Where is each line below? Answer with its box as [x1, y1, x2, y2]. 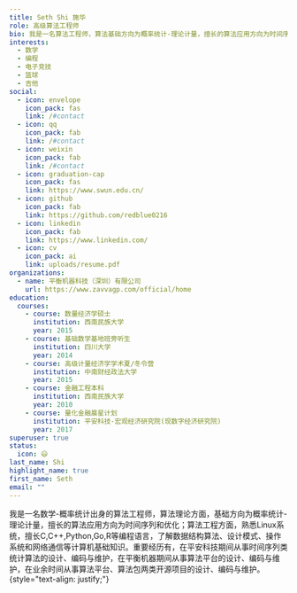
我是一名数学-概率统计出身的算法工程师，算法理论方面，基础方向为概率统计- [9, 508, 287, 519]
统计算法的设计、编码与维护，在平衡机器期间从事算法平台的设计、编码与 [9, 552, 272, 563]
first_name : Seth [9, 474, 73, 483]
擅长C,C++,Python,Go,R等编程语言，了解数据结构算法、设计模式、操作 [24, 530, 282, 541]
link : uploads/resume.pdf [25, 261, 121, 269]
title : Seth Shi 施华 [9, 12, 87, 22]
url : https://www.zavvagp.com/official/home [25, 285, 192, 293]
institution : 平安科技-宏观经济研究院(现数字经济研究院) [32, 417, 222, 425]
